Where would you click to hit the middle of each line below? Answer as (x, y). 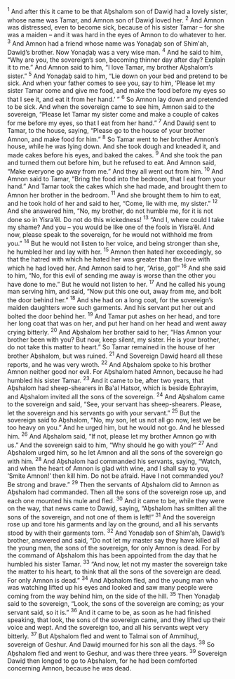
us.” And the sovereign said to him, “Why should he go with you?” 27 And (113, 444)
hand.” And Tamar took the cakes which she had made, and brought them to (117, 186)
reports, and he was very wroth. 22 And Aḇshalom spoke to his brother (109, 363)
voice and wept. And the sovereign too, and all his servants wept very (108, 627)
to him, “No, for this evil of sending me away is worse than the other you (112, 275)
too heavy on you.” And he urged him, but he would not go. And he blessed (116, 427)
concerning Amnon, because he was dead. (69, 668)
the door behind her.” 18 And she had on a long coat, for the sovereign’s (110, 299)
